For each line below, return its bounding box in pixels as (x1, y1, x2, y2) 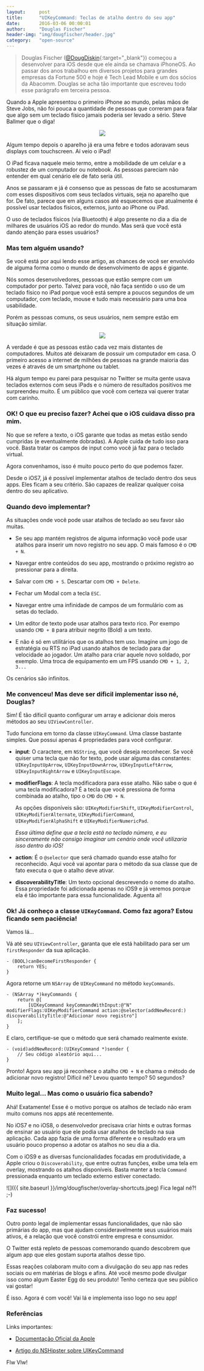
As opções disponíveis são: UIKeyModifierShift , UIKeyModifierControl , (15, 804, 194, 812)
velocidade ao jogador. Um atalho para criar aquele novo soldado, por (15, 651, 191, 658)
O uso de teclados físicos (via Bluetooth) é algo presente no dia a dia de (6, 216, 187, 223)
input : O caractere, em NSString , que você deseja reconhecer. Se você (15, 748, 194, 755)
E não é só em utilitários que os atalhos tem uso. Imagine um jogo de (15, 638, 188, 645)
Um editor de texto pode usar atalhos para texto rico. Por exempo (15, 619, 180, 627)
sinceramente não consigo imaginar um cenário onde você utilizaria (15, 835, 187, 843)
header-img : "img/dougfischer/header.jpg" (6, 32, 116, 38)
